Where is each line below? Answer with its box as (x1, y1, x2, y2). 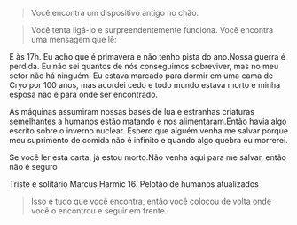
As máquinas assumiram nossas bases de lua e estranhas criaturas (9, 107, 255, 117)
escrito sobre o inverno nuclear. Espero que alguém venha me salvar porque (9, 125, 289, 136)
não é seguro (9, 162, 58, 172)
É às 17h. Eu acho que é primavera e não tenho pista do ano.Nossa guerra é (9, 52, 286, 61)
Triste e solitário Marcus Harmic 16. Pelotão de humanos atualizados (9, 179, 259, 189)
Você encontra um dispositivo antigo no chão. (30, 8, 199, 18)
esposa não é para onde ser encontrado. (9, 89, 158, 100)
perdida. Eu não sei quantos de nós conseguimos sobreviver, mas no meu (9, 61, 279, 71)
